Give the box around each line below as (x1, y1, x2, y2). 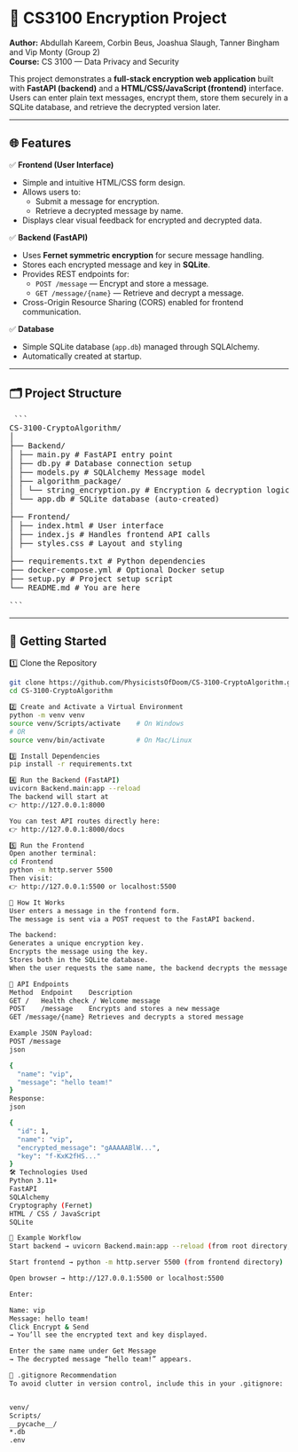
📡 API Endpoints (9, 980, 69, 989)
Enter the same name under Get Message (9, 1346, 157, 1356)
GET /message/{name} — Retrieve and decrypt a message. (35, 288, 244, 298)
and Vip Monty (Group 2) (9, 46, 100, 57)
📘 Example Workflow (9, 1234, 82, 1243)
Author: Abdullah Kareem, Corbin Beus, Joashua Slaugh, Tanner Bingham (9, 37, 280, 48)
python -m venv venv (9, 711, 86, 720)
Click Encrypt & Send (9, 1322, 90, 1331)
